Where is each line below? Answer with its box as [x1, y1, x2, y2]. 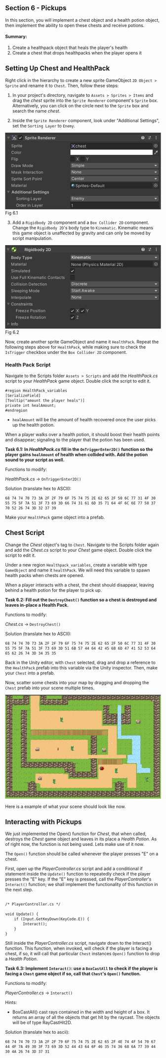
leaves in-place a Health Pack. [5, 602, 69, 608]
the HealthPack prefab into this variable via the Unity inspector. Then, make [5, 664, 158, 670]
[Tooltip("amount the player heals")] [5, 398, 85, 403]
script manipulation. [12, 235, 53, 241]
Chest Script [5, 529, 44, 537]
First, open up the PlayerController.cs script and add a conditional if [5, 866, 143, 872]
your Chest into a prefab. [5, 670, 55, 676]
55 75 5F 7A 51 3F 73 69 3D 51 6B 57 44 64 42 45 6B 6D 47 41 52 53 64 [5, 646, 156, 651]
